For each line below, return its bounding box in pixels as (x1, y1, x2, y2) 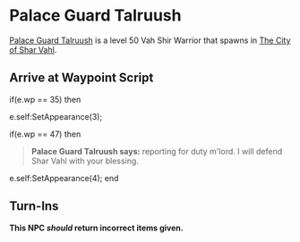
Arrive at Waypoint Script (9, 71, 154, 86)
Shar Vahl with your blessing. (30, 155, 139, 166)
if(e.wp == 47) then (9, 129, 81, 139)
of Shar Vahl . (9, 44, 57, 54)
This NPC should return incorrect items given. (9, 222, 184, 233)
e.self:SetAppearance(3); (9, 111, 103, 121)
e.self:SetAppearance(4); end (9, 172, 119, 183)
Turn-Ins (9, 198, 59, 214)
